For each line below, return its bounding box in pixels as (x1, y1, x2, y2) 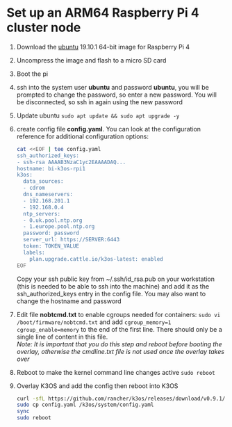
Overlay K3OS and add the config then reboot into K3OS (16, 381, 179, 390)
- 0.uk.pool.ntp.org (23, 217, 83, 224)
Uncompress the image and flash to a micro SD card (16, 56, 167, 64)
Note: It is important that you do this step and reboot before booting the (16, 339, 222, 348)
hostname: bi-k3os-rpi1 (16, 165, 86, 172)
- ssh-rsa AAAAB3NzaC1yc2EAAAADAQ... (16, 159, 126, 166)
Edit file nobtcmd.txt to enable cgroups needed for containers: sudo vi (16, 310, 221, 319)
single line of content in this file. (16, 332, 108, 341)
